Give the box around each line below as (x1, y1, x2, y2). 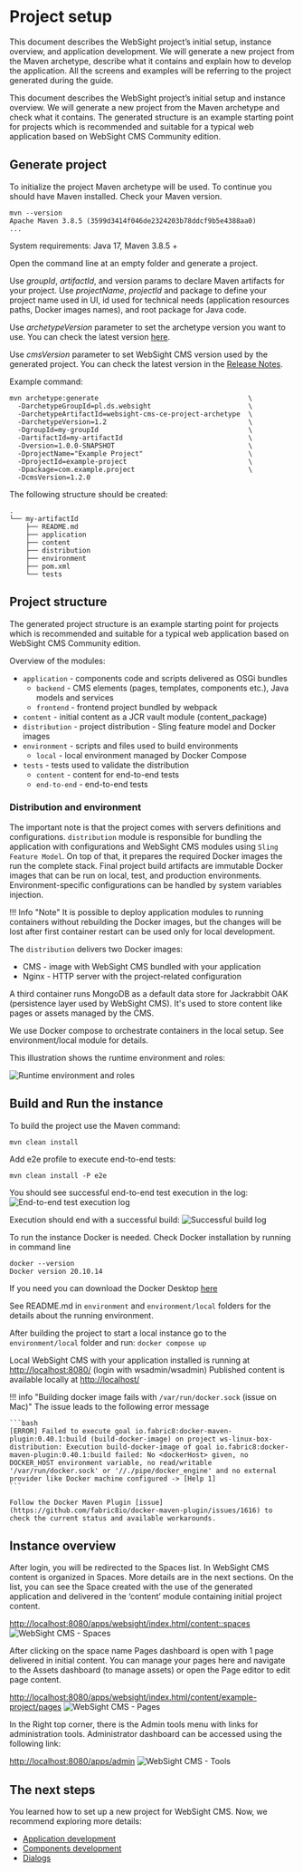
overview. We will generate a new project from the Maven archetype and (9, 101, 280, 112)
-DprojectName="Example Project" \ (17, 449, 253, 458)
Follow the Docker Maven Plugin (9, 1498, 131, 1507)
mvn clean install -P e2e (9, 1171, 107, 1180)
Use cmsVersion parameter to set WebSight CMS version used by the (9, 349, 269, 360)
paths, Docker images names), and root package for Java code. (9, 304, 247, 314)
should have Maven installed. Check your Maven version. (9, 190, 223, 201)
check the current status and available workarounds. (9, 1513, 217, 1523)
